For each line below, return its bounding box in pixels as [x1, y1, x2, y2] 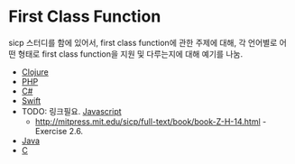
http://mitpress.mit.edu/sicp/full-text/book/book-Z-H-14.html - [34, 115, 267, 127]
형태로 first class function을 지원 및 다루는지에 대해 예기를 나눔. [17, 48, 244, 59]
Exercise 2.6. [34, 125, 83, 136]
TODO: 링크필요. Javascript [21, 105, 123, 116]
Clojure [21, 66, 49, 77]
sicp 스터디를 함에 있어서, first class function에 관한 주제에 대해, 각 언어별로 [8, 37, 278, 48]
